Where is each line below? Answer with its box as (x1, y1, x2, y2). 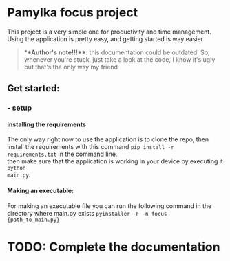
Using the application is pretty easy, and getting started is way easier (7, 34, 204, 43)
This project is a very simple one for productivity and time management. (7, 27, 211, 36)
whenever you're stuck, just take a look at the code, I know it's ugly (23, 55, 216, 63)
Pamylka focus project (7, 5, 138, 21)
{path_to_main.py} (7, 216, 60, 223)
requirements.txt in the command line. (7, 150, 118, 159)
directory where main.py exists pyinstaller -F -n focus (7, 209, 167, 217)
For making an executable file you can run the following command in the (7, 201, 212, 210)
